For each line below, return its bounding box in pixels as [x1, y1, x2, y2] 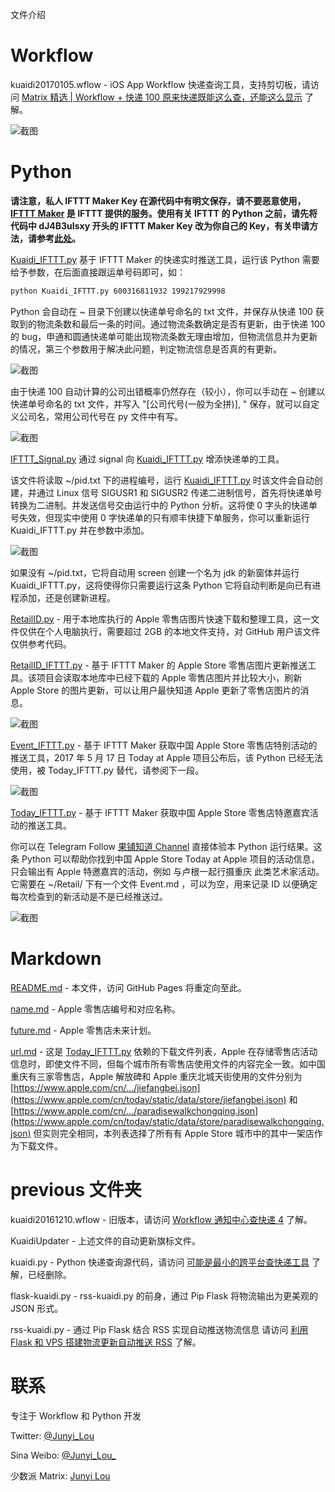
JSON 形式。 [10, 1302, 64, 1314]
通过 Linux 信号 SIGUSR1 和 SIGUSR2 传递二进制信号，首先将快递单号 [36, 486, 323, 498]
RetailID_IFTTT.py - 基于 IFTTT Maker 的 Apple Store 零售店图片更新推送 [10, 659, 308, 671]
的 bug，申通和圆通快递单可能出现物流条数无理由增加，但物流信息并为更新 [10, 330, 318, 342]
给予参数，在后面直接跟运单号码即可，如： [10, 266, 186, 278]
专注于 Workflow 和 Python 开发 [10, 1409, 142, 1422]
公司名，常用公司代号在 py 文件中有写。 [18, 410, 184, 422]
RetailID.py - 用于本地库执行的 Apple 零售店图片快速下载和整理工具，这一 [10, 613, 312, 625]
